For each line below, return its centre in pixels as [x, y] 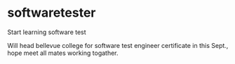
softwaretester [52, 13]
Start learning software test [47, 32]
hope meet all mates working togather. [63, 53]
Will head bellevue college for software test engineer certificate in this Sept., [118, 45]
